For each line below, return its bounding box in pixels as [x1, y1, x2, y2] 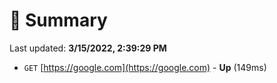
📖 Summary [9, 9, 108, 32]
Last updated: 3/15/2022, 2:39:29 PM [9, 42, 167, 54]
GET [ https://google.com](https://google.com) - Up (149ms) [23, 61, 267, 73]
